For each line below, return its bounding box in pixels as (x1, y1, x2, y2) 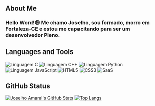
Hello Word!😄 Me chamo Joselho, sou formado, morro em (5, 19, 150, 26)
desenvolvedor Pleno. (5, 32, 60, 39)
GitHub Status (5, 82, 50, 90)
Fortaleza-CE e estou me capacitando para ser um (5, 25, 130, 32)
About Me (5, 4, 37, 13)
